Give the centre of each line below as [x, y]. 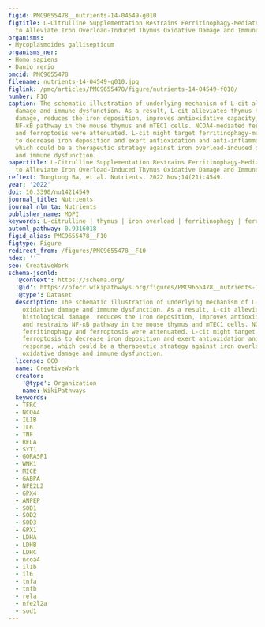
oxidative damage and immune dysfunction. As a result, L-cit [127, 309]
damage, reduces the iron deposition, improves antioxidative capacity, [137, 119]
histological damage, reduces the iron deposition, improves [125, 317]
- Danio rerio [32, 67]
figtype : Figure [35, 244]
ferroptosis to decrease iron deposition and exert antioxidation [134, 339]
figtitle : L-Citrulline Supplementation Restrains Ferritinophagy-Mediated [135, 23]
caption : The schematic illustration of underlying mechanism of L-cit [128, 104]
